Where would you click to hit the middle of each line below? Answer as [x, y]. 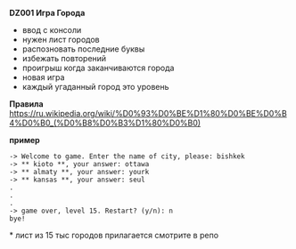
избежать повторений [64, 58]
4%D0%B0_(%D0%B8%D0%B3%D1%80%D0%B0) [105, 123]
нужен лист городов [61, 40]
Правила [26, 104]
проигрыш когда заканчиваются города [98, 68]
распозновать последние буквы [83, 49]
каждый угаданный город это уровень [95, 87]
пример [25, 140]
